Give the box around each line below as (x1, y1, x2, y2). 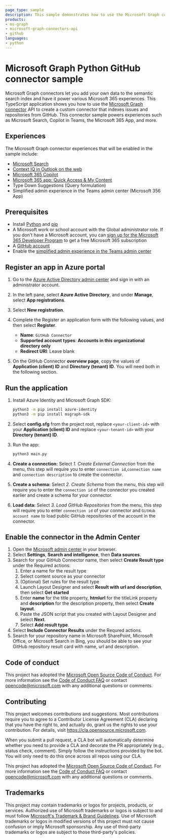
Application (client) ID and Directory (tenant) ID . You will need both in (12, 364, 160, 370)
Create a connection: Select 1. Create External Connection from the (12, 461, 155, 467)
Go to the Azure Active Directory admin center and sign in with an (12, 277, 150, 283)
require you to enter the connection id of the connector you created (12, 487, 155, 493)
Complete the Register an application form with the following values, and (12, 317, 164, 323)
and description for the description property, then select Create (20, 601, 154, 607)
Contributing (5, 697, 47, 706)
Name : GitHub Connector (20, 332, 72, 338)
